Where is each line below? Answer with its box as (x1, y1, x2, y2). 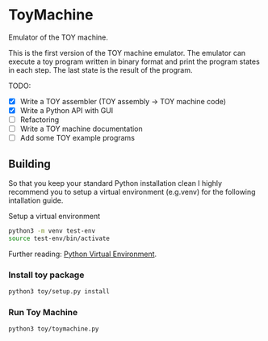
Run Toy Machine (8, 306, 78, 318)
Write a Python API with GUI (19, 106, 114, 115)
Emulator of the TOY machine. (8, 32, 109, 42)
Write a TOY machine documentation (19, 124, 143, 134)
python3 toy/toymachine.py (8, 325, 99, 333)
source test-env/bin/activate (8, 234, 111, 242)
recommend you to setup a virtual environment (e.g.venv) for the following (8, 187, 256, 197)
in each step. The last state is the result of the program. (8, 65, 193, 74)
